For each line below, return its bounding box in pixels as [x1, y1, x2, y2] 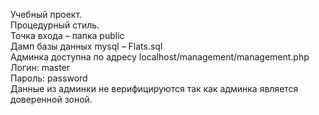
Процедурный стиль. [10, 19, 100, 31]
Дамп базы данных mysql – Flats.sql [10, 40, 163, 52]
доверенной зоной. [10, 94, 93, 105]
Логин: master [10, 62, 71, 73]
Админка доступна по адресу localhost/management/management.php [10, 51, 310, 63]
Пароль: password [10, 72, 88, 84]
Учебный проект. [10, 9, 83, 20]
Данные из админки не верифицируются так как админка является [10, 83, 299, 94]
